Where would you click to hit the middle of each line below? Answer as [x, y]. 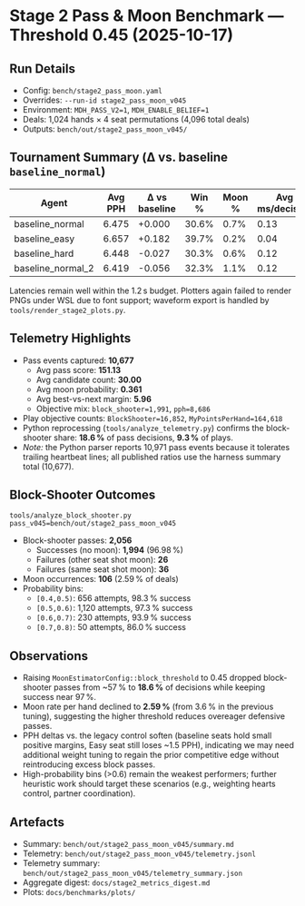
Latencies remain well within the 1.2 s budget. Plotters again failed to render [151, 291]
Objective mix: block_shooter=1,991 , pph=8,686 [123, 409]
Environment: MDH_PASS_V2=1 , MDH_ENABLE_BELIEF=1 [116, 109]
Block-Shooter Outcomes [83, 495]
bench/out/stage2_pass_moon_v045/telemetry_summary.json [133, 874]
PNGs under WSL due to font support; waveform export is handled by [139, 300]
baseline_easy [44, 239]
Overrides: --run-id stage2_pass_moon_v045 [104, 100]
